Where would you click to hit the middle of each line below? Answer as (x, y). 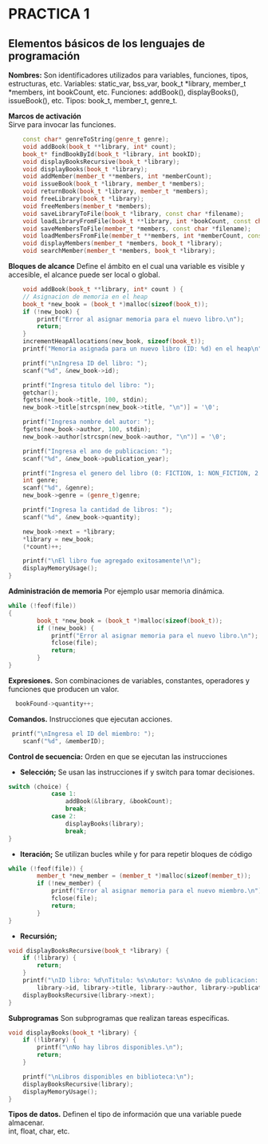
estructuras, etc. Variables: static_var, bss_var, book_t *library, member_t (127, 84)
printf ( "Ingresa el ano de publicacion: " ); (98, 451)
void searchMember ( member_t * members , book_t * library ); (119, 251)
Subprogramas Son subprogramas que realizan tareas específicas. (119, 1018)
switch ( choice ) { (39, 786)
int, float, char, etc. (39, 1131)
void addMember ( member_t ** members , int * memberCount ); (118, 177)
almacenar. (27, 1123)
